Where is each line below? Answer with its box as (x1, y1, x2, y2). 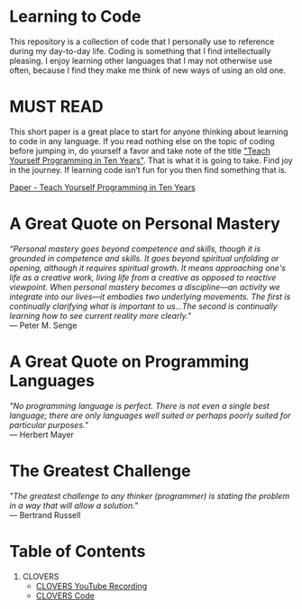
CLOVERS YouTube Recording (35, 580, 148, 591)
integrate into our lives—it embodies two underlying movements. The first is (9, 291, 291, 302)
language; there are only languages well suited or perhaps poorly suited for (9, 410, 291, 421)
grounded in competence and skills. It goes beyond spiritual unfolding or (9, 252, 279, 263)
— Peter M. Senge (9, 320, 78, 331)
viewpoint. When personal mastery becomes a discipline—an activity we (9, 281, 281, 292)
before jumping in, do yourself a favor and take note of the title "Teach (9, 145, 270, 156)
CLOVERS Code (35, 590, 95, 601)
